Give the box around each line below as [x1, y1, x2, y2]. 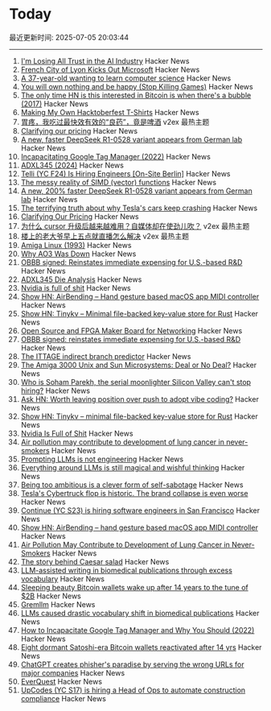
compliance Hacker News [20, 693, 107, 703]
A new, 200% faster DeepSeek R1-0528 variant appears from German [20, 186, 253, 196]
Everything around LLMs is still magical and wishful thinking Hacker [20, 462, 245, 472]
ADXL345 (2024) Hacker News [20, 160, 124, 170]
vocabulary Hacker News [20, 573, 105, 584]
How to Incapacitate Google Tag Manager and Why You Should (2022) [20, 625, 255, 635]
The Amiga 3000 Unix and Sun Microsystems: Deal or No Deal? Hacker [20, 360, 257, 370]
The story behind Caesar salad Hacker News [20, 556, 170, 566]
